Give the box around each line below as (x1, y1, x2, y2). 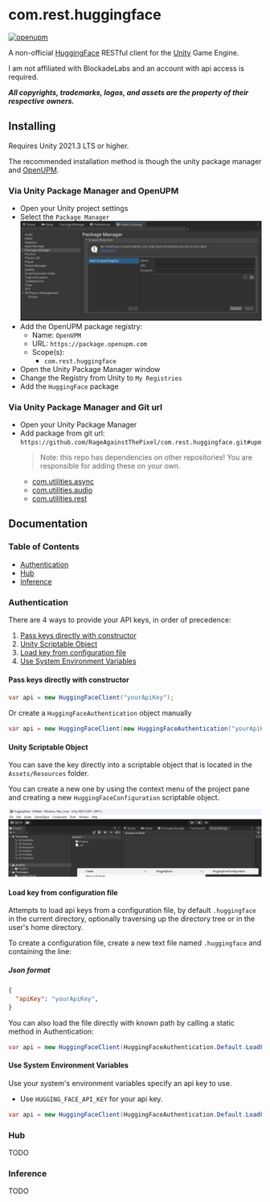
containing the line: (8, 947, 72, 956)
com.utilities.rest (31, 494, 88, 504)
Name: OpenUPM (31, 330, 82, 340)
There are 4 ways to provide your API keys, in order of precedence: (8, 615, 231, 625)
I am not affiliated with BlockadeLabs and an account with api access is (8, 63, 245, 73)
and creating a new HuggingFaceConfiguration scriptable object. (8, 793, 220, 803)
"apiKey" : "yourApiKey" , (15, 995, 99, 1003)
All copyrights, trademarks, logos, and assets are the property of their (8, 87, 249, 97)
